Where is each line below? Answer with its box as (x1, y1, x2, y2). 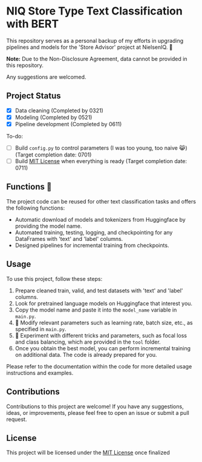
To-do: (6, 132, 23, 140)
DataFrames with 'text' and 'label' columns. (15, 235, 123, 242)
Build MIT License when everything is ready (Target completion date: (15, 158, 187, 164)
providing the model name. (15, 222, 82, 229)
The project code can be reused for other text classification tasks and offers (6, 197, 197, 205)
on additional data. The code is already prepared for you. (15, 351, 157, 358)
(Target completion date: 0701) (15, 151, 92, 158)
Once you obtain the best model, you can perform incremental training (15, 344, 191, 351)
